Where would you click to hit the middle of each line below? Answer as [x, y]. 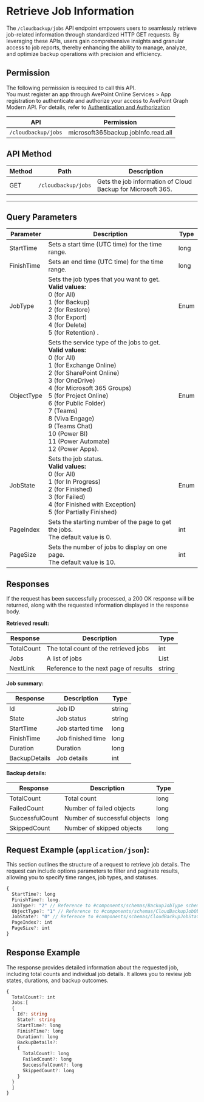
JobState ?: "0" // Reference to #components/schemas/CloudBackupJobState [107, 917]
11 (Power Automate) [79, 441]
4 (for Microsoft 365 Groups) [90, 388]
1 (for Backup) [69, 302]
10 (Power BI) [68, 434]
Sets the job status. [76, 459]
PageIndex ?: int [32, 922]
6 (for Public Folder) [77, 403]
